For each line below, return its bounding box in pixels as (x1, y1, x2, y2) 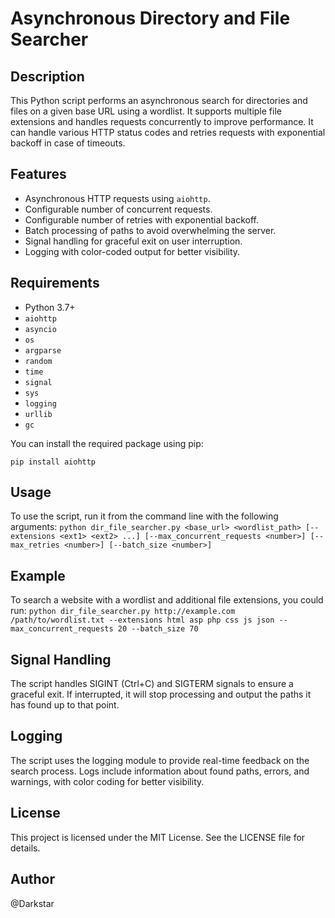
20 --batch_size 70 (117, 624, 199, 634)
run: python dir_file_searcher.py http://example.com (10, 605, 236, 617)
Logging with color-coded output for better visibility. (24, 245, 241, 257)
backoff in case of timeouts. (10, 137, 126, 149)
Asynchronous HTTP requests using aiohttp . (24, 192, 211, 204)
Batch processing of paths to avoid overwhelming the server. (24, 224, 277, 236)
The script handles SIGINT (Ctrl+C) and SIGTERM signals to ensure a (10, 678, 294, 690)
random (24, 356, 53, 366)
